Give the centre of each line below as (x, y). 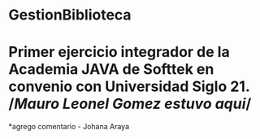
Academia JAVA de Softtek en (111, 69)
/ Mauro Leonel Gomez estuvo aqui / (130, 104)
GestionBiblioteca (70, 15)
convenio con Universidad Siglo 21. (129, 87)
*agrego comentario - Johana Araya (69, 127)
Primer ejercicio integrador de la (119, 52)
